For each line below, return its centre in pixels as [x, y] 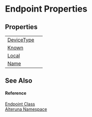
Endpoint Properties [46, 9]
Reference [16, 93]
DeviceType [21, 40]
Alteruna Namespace [26, 109]
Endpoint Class [20, 104]
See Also [19, 81]
